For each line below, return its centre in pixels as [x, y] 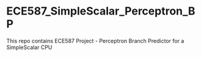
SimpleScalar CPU [29, 47]
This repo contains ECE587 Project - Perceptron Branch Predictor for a [95, 41]
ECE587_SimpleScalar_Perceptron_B [101, 11]
